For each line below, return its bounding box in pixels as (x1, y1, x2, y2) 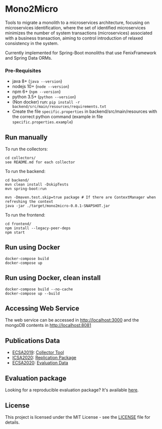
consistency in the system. (5, 40, 59, 46)
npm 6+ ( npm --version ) (12, 89, 61, 95)
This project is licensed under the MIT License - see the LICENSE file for (5, 414, 150, 420)
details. (5, 419, 20, 425)
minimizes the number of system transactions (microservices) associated (5, 30, 153, 36)
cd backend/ (5, 178, 29, 183)
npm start (5, 230, 25, 235)
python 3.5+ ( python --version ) (12, 94, 77, 100)
